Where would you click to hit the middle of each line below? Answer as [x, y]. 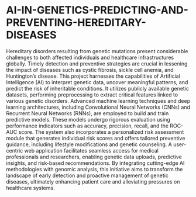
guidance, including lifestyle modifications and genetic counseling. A [89, 144]
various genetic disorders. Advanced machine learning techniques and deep [98, 101]
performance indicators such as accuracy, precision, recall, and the [87, 126]
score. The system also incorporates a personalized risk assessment [101, 132]
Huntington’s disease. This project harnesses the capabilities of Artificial [93, 76]
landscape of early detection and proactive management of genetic [87, 175]
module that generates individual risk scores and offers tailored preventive [96, 138]
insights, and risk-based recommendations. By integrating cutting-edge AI [95, 163]
